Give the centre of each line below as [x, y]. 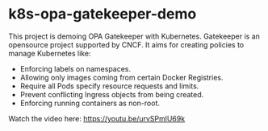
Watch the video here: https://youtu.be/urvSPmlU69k [97, 118]
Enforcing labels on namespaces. [75, 68]
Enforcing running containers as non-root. [90, 103]
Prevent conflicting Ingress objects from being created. [112, 94]
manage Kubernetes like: [50, 53]
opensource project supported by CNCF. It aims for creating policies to [126, 44]
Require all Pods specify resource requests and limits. [109, 86]
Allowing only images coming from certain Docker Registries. [121, 77]
